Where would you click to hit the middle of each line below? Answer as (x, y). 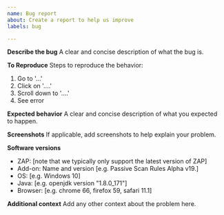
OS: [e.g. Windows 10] (49, 176)
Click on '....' (34, 86)
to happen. (22, 121)
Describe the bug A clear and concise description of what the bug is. (105, 52)
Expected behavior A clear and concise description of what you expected (112, 114)
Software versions (34, 148)
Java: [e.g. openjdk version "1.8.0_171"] (72, 183)
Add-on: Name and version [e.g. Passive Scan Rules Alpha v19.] (108, 169)
